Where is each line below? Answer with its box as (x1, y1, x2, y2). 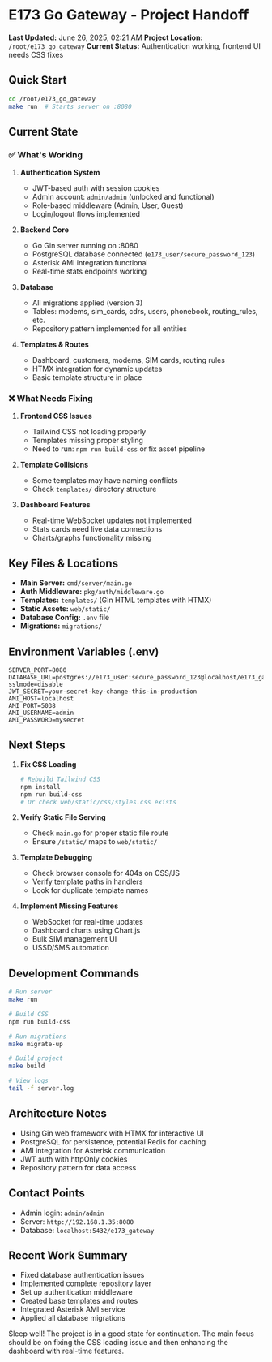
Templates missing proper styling (32, 436, 144, 446)
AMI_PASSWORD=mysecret (8, 716, 85, 724)
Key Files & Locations (8, 556, 119, 570)
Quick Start (8, 73, 67, 87)
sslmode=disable (8, 680, 63, 689)
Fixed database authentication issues (19, 1270, 145, 1280)
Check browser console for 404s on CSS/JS (32, 868, 181, 878)
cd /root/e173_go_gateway (8, 95, 96, 103)
